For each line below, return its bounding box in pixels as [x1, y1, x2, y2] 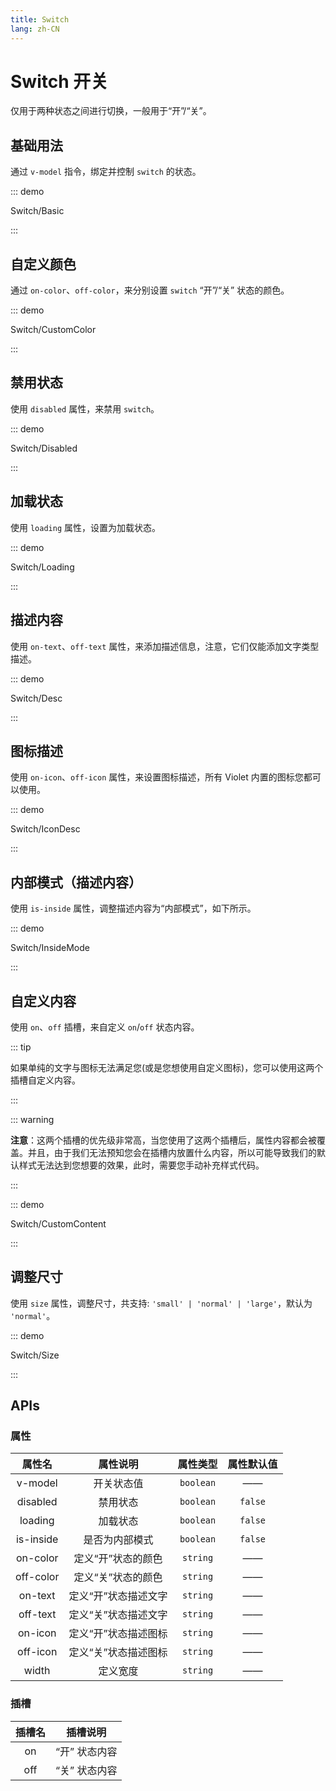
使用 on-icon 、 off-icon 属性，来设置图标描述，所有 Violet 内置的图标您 [10, 771, 304, 783]
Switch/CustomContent [10, 1217, 107, 1230]
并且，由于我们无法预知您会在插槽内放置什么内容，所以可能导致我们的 [27, 1146, 317, 1158]
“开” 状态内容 [55, 1744, 118, 1758]
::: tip [10, 1041, 32, 1053]
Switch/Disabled [10, 442, 78, 454]
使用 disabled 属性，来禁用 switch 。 [10, 402, 160, 415]
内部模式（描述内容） [10, 874, 142, 891]
